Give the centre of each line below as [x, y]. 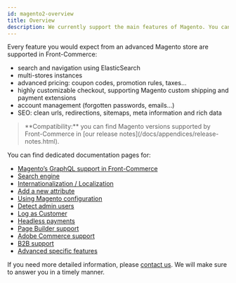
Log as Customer [42, 214]
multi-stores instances [50, 75]
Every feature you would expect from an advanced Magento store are [108, 47]
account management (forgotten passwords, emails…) [96, 106]
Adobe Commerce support [56, 236]
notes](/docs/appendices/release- [169, 134]
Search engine [39, 176]
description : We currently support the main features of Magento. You [113, 27]
